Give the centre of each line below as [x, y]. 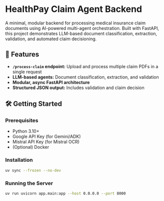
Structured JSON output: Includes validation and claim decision [78, 88]
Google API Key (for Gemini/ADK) [47, 137]
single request [27, 72]
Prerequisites [22, 120]
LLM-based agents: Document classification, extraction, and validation [85, 77]
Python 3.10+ [26, 131]
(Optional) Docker [31, 147]
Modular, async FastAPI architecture [51, 82]
